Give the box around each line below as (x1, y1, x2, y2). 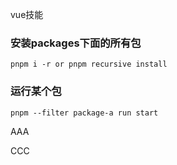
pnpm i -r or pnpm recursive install (10, 59, 168, 70)
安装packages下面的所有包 (10, 36, 142, 50)
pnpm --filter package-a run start (10, 108, 159, 118)
